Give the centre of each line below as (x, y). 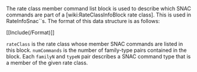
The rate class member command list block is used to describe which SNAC (98, 9)
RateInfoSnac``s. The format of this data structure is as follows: (83, 21)
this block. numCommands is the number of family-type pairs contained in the (96, 50)
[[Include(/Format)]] (30, 32)
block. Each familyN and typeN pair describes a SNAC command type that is (98, 56)
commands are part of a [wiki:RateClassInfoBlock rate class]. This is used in (98, 15)
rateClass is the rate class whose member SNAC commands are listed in (95, 44)
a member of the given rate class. (47, 63)
